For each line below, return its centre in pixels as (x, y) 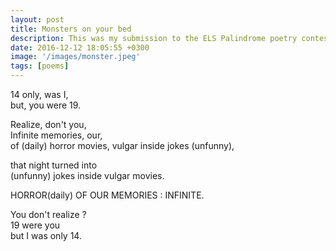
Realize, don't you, (48, 124)
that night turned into (54, 165)
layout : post (37, 19)
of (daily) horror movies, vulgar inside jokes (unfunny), (122, 145)
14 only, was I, (39, 94)
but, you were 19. (46, 105)
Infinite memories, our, (56, 135)
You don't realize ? (48, 214)
